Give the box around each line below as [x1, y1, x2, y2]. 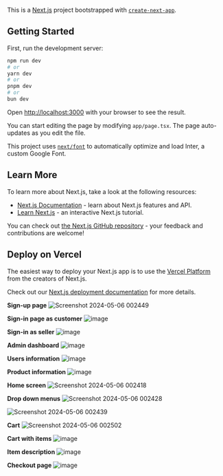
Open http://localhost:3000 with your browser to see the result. [7, 108, 187, 116]
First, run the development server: [7, 44, 104, 52]
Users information [7, 354, 60, 363]
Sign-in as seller [7, 327, 55, 336]
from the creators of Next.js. [7, 274, 87, 283]
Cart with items [7, 434, 52, 442]
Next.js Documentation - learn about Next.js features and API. [16, 201, 192, 209]
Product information [7, 367, 67, 376]
